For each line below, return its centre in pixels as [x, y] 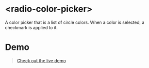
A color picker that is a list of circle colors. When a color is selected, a [75, 22]
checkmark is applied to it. [32, 27]
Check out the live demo [41, 60]
